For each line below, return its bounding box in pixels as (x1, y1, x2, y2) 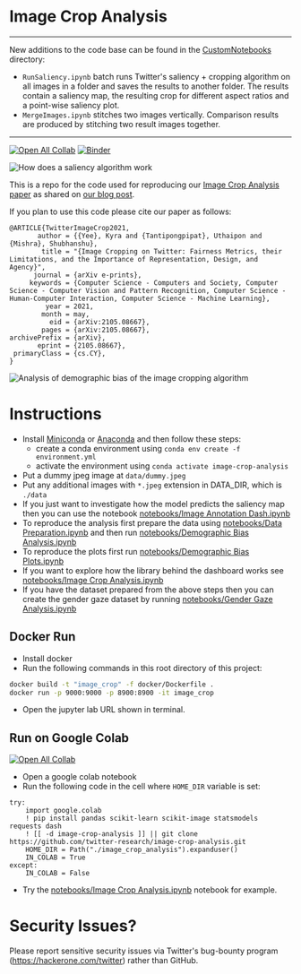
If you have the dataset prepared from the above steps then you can (21, 584, 275, 595)
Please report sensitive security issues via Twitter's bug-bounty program (9, 945, 279, 956)
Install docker (21, 652, 73, 664)
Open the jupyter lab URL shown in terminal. (21, 704, 185, 715)
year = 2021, (45, 302, 94, 311)
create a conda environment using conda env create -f (35, 443, 241, 453)
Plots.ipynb (21, 556, 64, 566)
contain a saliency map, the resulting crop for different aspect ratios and (21, 90, 289, 100)
